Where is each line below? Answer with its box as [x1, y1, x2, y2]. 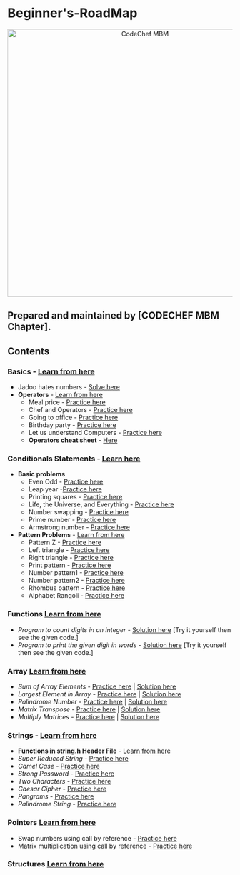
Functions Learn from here [7, 609, 101, 619]
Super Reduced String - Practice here [17, 754, 129, 763]
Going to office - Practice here [28, 413, 119, 422]
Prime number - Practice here [28, 516, 116, 524]
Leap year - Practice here [28, 485, 102, 494]
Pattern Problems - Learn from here [17, 531, 125, 539]
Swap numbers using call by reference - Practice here [17, 834, 177, 842]
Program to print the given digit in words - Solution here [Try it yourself [17, 641, 227, 649]
